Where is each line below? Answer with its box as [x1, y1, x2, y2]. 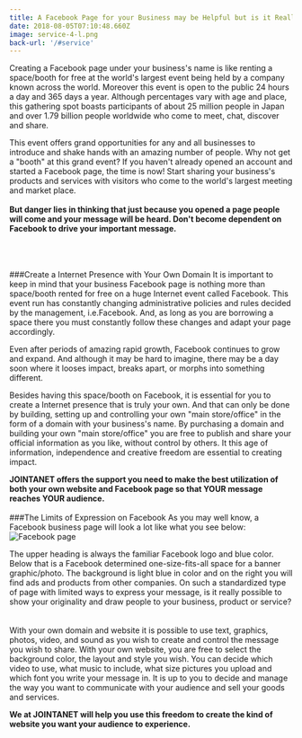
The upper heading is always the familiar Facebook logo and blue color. [9, 549, 274, 559]
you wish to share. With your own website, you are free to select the [9, 644, 262, 655]
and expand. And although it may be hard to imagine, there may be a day [9, 354, 279, 365]
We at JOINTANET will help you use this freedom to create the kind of [9, 709, 273, 720]
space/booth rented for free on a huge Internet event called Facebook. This [9, 288, 289, 299]
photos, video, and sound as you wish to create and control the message [9, 635, 280, 646]
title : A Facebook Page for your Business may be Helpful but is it [9, 13, 271, 22]
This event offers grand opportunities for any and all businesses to [9, 137, 256, 148]
